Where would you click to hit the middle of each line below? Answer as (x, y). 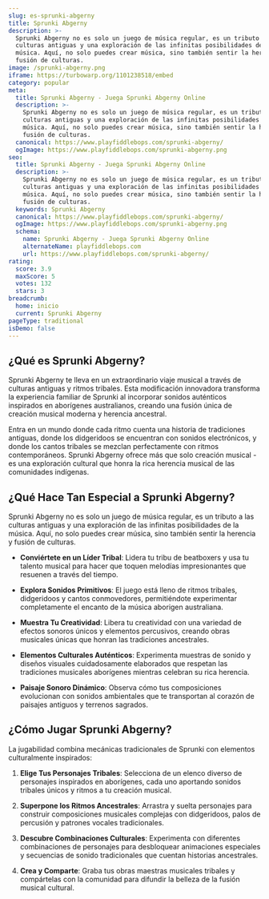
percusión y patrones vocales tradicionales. (92, 822)
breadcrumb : (28, 299)
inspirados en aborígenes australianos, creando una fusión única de (120, 406)
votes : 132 (34, 284)
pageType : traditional (46, 321)
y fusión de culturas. (42, 542)
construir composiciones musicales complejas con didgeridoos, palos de (140, 814)
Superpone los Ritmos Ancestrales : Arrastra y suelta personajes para (136, 805)
